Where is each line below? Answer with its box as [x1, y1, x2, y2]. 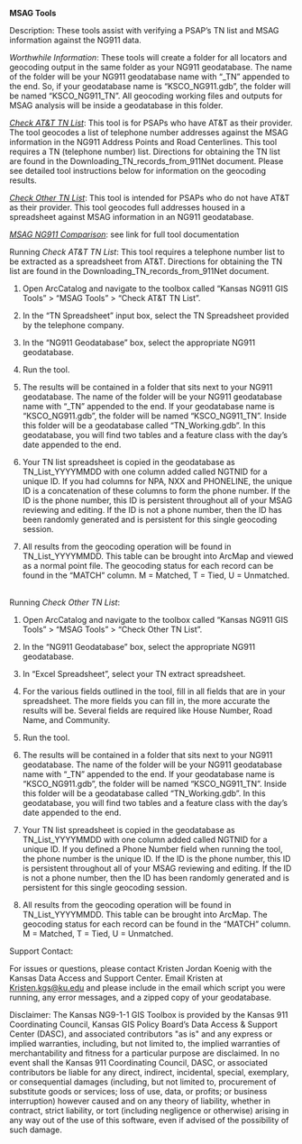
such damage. [9, 1124, 63, 1135]
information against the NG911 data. [9, 35, 142, 45]
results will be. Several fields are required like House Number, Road [22, 705, 273, 716]
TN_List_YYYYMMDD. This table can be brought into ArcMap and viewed [22, 551, 294, 562]
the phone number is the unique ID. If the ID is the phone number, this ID [22, 854, 291, 864]
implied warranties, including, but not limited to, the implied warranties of [9, 1039, 281, 1048]
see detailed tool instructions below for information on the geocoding [9, 166, 267, 176]
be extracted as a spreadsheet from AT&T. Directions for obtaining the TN [9, 256, 282, 267]
